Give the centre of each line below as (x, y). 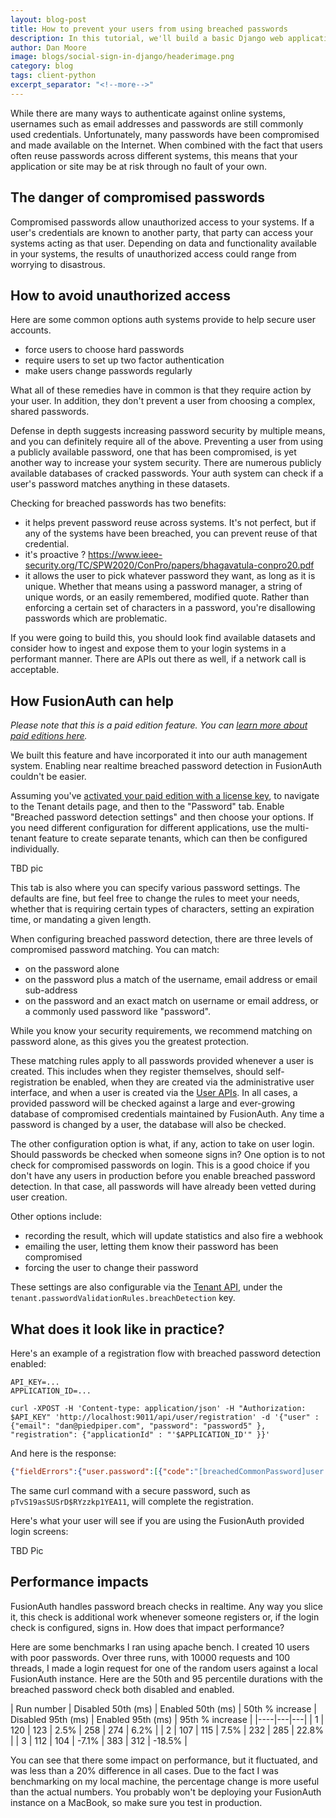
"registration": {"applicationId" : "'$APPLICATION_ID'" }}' (140, 1435)
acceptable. (35, 670)
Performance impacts (79, 1582)
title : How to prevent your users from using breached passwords (149, 29)
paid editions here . (49, 736)
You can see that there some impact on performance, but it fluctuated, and (164, 1760)
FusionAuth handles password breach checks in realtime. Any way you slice (166, 1606)
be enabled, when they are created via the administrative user (187, 1082)
